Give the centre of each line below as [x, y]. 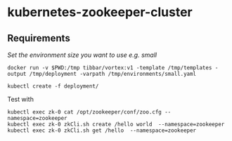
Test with [20, 99]
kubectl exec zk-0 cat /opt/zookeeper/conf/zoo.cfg [84, 112]
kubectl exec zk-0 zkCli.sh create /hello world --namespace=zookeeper [116, 124]
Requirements [39, 38]
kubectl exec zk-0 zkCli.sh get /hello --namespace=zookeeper [102, 130]
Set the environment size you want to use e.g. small [82, 55]
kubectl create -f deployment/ [53, 86]
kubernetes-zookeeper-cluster [100, 12]
